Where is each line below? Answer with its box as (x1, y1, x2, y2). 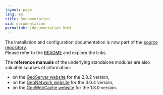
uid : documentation (5, 21, 46, 26)
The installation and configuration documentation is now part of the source (5, 39, 158, 45)
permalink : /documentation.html (5, 26, 72, 31)
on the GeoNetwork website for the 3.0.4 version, (12, 80, 114, 86)
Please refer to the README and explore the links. (5, 50, 107, 56)
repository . (5, 45, 27, 50)
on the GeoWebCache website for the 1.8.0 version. (12, 85, 117, 91)
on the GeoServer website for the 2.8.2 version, (12, 74, 110, 80)
